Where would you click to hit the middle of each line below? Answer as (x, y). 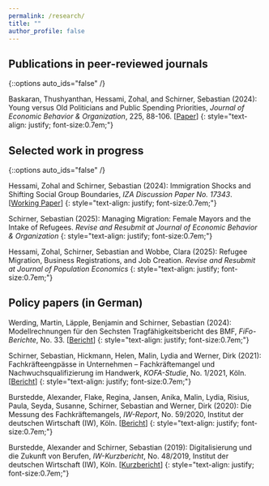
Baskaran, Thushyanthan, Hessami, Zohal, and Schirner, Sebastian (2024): (133, 99)
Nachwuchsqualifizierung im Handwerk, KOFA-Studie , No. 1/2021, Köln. (128, 372)
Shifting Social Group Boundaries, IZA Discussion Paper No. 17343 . (120, 194)
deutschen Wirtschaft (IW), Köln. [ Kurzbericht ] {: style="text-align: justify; (131, 464)
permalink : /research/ (47, 16)
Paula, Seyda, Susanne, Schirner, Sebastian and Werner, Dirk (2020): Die (130, 406)
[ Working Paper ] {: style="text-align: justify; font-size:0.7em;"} (113, 203)
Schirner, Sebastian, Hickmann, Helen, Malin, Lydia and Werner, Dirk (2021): (135, 355)
